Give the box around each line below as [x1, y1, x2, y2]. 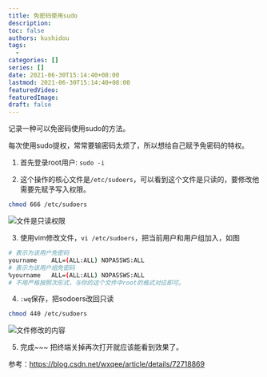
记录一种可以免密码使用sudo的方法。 [8, 124, 130, 133]
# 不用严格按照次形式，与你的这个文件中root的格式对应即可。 [8, 279, 185, 287]
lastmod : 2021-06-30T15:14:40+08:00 [8, 78, 130, 86]
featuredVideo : [8, 85, 59, 94]
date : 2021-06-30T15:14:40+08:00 [8, 71, 120, 79]
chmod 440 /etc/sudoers [8, 310, 88, 318]
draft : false [8, 101, 52, 109]
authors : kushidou [8, 34, 70, 42]
